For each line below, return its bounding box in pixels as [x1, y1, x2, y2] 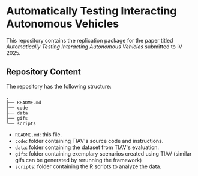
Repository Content [6, 67, 81, 77]
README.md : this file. [14, 131, 62, 138]
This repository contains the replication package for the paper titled [6, 37, 173, 44]
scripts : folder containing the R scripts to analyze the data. [14, 163, 162, 170]
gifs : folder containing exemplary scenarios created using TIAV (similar [14, 150, 192, 157]
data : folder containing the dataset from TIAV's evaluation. [14, 144, 160, 151]
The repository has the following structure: [6, 83, 112, 90]
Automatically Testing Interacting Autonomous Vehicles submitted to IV [6, 43, 183, 50]
